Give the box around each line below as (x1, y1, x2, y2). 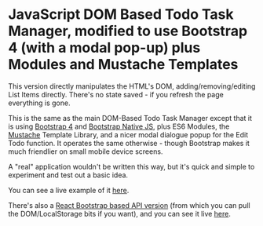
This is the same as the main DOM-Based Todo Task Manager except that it (8, 113, 253, 122)
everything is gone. (8, 98, 71, 108)
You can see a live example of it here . (8, 185, 130, 195)
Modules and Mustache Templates (8, 56, 239, 74)
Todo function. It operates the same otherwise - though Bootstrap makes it (8, 138, 250, 148)
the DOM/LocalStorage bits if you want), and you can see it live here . (8, 209, 232, 218)
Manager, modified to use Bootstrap (8, 22, 248, 40)
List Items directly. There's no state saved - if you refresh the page (8, 89, 224, 99)
